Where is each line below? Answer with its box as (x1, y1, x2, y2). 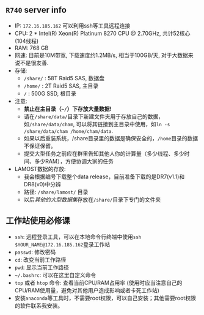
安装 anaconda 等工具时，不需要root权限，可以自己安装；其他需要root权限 (14, 294, 196, 302)
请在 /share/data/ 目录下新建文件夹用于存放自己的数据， (23, 113, 164, 120)
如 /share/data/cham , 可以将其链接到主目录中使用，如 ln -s (23, 120, 170, 127)
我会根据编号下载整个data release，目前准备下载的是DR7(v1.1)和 (23, 173, 185, 180)
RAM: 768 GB (14, 44, 49, 51)
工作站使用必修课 (5, 216, 70, 226)
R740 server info (5, 5, 67, 15)
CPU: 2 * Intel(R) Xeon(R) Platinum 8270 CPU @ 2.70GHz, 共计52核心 (14, 29, 191, 37)
